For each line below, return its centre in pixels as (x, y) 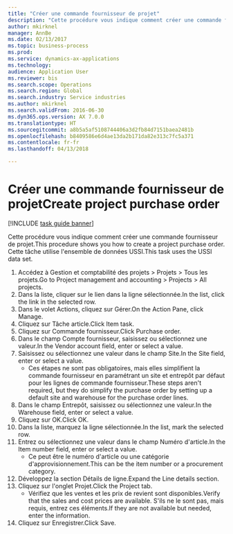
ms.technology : (30, 65)
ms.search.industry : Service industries (67, 98)
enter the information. (59, 515)
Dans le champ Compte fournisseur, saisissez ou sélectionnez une (112, 338)
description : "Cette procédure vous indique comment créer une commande (115, 20)
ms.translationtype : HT (42, 123)
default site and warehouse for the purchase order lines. (108, 397)
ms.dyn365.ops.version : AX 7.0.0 (56, 117)
